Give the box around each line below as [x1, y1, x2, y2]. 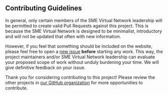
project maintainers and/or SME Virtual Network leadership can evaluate [5, 54, 155, 60]
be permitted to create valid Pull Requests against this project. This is [5, 23, 149, 29]
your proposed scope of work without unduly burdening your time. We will [5, 59, 159, 65]
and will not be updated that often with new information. [5, 33, 121, 39]
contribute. [5, 85, 28, 91]
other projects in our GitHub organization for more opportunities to [5, 79, 143, 85]
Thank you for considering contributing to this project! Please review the [5, 74, 155, 80]
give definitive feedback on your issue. [5, 64, 86, 70]
